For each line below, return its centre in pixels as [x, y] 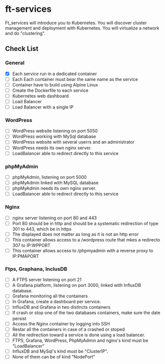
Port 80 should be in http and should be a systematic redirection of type [85, 223]
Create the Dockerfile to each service [50, 90]
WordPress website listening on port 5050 [55, 131]
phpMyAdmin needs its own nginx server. [54, 188]
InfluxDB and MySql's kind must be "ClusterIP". [60, 351]
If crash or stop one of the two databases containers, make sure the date [86, 313]
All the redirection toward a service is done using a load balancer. [79, 335]
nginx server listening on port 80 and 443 [54, 218]
